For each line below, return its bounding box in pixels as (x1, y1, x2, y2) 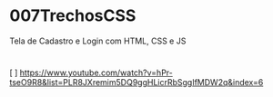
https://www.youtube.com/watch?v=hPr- (19, 67, 173, 78)
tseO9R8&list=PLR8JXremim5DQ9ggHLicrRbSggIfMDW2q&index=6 (9, 77, 264, 88)
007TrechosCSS (9, 5, 136, 26)
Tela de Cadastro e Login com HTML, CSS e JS (9, 35, 187, 46)
